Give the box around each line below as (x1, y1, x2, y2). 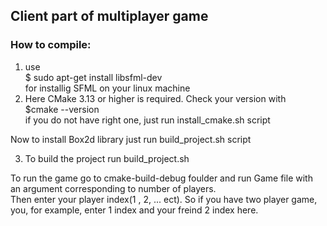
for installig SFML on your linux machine (24, 82, 191, 94)
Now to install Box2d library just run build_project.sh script (10, 133, 252, 145)
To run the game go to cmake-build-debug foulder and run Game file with (10, 172, 313, 184)
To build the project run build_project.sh (24, 152, 190, 164)
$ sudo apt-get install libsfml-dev (24, 71, 163, 83)
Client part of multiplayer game (10, 8, 209, 25)
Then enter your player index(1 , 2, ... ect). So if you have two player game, (10, 193, 318, 205)
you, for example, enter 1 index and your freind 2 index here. (10, 204, 259, 216)
